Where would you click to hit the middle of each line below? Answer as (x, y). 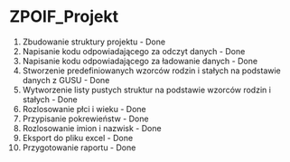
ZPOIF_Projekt (64, 17)
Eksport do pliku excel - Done (78, 138)
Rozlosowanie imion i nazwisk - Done (92, 128)
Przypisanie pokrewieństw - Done (85, 119)
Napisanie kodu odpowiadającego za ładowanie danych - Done (140, 61)
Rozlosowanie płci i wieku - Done (84, 109)
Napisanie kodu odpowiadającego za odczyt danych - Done (134, 51)
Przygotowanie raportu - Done (79, 148)
